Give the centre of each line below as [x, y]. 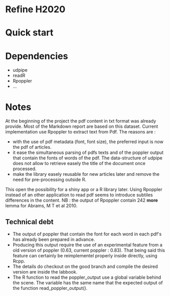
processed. [24, 169]
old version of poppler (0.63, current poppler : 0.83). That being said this [89, 250]
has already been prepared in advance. [54, 239]
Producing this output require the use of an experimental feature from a [88, 245]
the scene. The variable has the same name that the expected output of [88, 283]
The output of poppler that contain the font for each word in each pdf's [87, 234]
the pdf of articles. [32, 147]
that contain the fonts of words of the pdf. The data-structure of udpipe [88, 158]
